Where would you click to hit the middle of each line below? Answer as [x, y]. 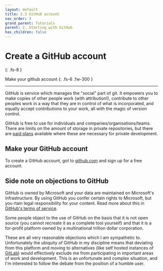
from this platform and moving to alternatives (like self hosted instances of [79, 248]
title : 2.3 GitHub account [32, 14]
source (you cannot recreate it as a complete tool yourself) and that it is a [78, 223]
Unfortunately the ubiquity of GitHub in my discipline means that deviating [79, 243]
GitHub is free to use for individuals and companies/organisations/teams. [78, 123]
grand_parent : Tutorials [30, 23]
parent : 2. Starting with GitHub [39, 28]
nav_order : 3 [18, 18]
